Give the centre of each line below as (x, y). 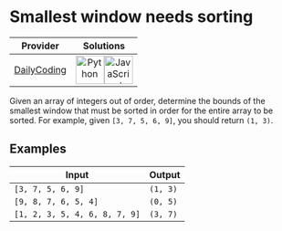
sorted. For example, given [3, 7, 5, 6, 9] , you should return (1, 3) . (141, 120)
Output (165, 174)
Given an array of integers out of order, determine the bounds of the (138, 100)
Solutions (104, 46)
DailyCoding (40, 69)
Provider (40, 46)
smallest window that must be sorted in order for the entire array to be (141, 110)
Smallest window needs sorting (131, 17)
